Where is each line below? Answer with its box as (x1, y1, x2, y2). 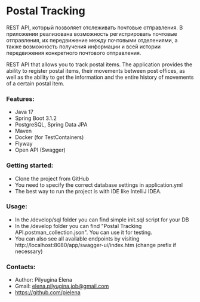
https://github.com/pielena (14, 289, 81, 296)
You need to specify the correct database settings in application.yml (14, 181, 183, 189)
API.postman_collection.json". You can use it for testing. (14, 229, 152, 236)
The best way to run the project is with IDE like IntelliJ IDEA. (14, 187, 162, 195)
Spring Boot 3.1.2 (14, 115, 57, 122)
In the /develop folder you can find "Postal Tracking (14, 222, 142, 229)
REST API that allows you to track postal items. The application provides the (6, 61, 193, 68)
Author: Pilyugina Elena (14, 276, 73, 283)
